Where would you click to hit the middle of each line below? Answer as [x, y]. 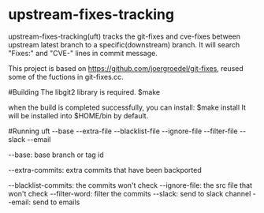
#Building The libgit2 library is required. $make [84, 92]
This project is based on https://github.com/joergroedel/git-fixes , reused [126, 68]
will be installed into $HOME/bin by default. [78, 115]
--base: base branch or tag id [56, 155]
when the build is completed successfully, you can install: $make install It [127, 107]
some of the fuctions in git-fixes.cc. [66, 77]
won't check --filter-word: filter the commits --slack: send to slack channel [130, 193]
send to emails [56, 202]
